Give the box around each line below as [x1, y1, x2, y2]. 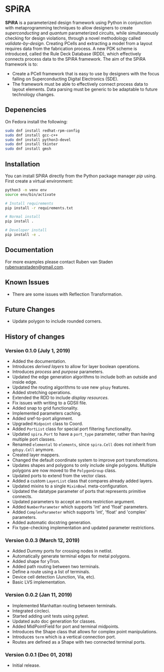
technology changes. [12, 92, 55, 97]
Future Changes [5, 305, 55, 314]
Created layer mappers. [12, 452, 60, 458]
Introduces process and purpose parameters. [12, 369, 104, 375]
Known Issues [5, 278, 49, 287]
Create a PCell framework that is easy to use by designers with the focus [12, 70, 160, 76]
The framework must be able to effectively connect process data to [12, 81, 148, 87]
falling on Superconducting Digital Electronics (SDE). [12, 76, 118, 82]
